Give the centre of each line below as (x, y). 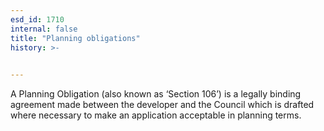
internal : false (44, 29)
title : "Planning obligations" (75, 38)
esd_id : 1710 (37, 19)
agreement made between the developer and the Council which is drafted (162, 105)
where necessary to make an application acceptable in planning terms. (156, 115)
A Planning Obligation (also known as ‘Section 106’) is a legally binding (156, 94)
